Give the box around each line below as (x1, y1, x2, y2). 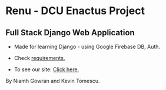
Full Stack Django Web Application (5, 28, 135, 38)
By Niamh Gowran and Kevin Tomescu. (5, 78, 100, 84)
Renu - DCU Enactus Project (5, 4, 145, 18)
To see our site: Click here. (14, 66, 79, 73)
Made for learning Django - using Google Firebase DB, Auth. (14, 43, 160, 50)
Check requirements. (14, 55, 65, 61)
